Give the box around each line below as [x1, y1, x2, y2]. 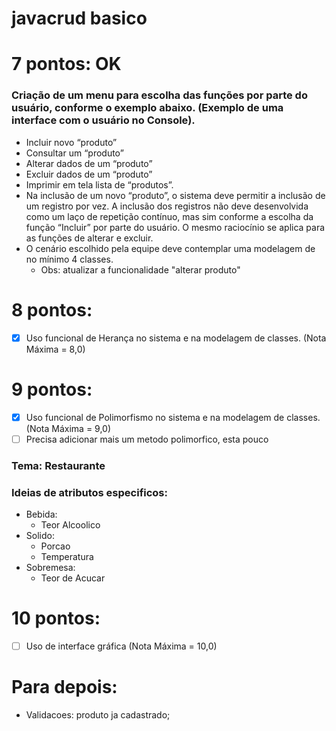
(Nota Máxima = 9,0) [25, 422, 112, 434]
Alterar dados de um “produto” [25, 157, 153, 169]
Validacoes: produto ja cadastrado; [25, 708, 171, 721]
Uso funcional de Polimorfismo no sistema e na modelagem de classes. [25, 411, 321, 423]
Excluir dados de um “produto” [25, 168, 153, 180]
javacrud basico [11, 7, 148, 30]
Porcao [40, 540, 71, 552]
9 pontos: [11, 378, 93, 401]
